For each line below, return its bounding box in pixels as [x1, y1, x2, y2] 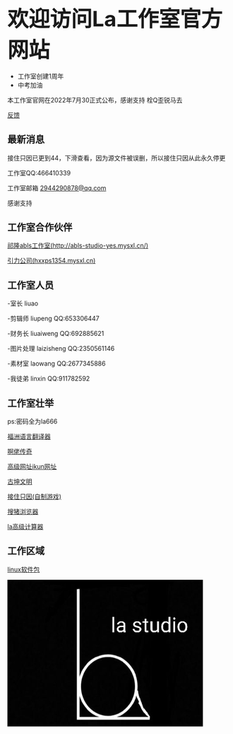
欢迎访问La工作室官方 [7, 6, 223, 33]
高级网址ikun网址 [7, 462, 57, 471]
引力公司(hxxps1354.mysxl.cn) [7, 257, 96, 265]
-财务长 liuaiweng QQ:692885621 [7, 330, 104, 338]
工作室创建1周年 [17, 71, 64, 80]
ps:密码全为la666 [7, 417, 58, 426]
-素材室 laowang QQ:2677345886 [7, 359, 106, 368]
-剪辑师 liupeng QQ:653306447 [7, 314, 100, 323]
